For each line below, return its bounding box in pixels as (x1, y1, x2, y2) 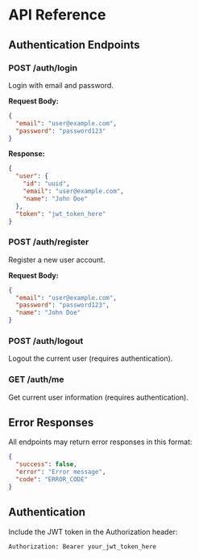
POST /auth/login (8, 62, 78, 74)
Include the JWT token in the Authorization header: (8, 527, 178, 536)
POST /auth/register (8, 236, 89, 248)
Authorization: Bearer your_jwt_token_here (8, 542, 157, 551)
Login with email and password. (8, 80, 114, 90)
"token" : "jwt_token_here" (15, 210, 106, 218)
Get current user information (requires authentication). (8, 392, 189, 402)
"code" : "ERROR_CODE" (15, 476, 89, 484)
